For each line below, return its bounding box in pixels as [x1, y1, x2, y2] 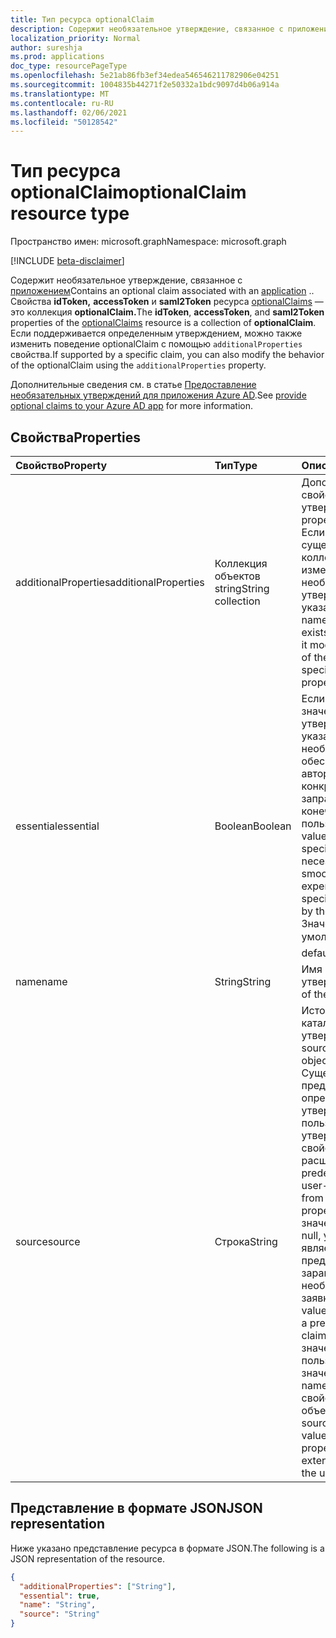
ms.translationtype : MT [10, 89, 110, 99]
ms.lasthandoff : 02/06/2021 [10, 107, 128, 118]
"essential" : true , [19, 1591, 101, 1601]
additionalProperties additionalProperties [15, 576, 205, 589]
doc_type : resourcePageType [10, 61, 128, 71]
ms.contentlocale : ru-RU [10, 98, 114, 108]
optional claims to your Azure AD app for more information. [10, 400, 254, 412]
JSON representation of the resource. [10, 1552, 166, 1565]
